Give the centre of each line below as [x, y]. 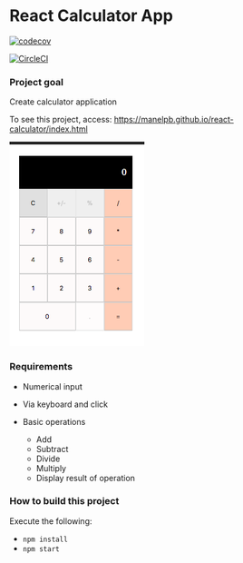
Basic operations [54, 421]
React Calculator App [92, 16]
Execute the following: [51, 521]
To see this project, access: [61, 120]
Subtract [52, 449]
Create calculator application [63, 102]
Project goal [37, 82]
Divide [48, 459]
